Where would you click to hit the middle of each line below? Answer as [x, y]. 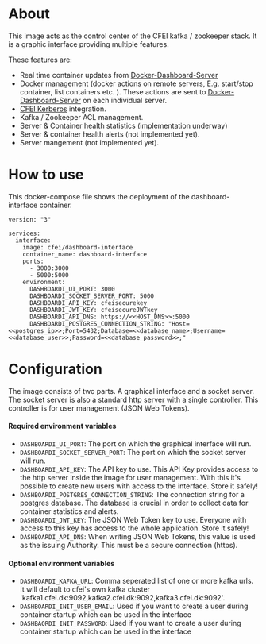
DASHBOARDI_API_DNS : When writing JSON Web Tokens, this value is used [137, 537]
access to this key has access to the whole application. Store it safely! [134, 528]
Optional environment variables [62, 563]
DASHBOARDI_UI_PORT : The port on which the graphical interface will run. [135, 444]
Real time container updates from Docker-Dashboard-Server [119, 75]
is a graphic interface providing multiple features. [89, 44]
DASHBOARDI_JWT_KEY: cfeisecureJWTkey [93, 310]
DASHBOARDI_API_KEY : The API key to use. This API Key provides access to [139, 469]
